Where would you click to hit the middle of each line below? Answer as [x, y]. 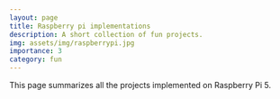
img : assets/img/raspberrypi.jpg [72, 43]
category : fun [36, 59]
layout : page [34, 18]
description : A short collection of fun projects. [106, 34]
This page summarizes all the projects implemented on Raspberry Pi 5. [140, 85]
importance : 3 [36, 51]
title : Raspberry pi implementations [80, 26]
